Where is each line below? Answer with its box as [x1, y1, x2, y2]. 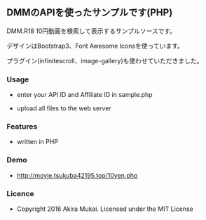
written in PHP [16, 138, 59, 146]
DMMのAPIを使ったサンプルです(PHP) [6, 6, 173, 19]
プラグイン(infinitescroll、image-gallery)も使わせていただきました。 [6, 56, 203, 65]
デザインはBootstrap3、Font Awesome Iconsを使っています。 [6, 41, 184, 50]
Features [6, 122, 38, 131]
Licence [6, 188, 34, 198]
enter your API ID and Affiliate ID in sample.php [16, 91, 153, 99]
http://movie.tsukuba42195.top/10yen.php [16, 171, 138, 179]
